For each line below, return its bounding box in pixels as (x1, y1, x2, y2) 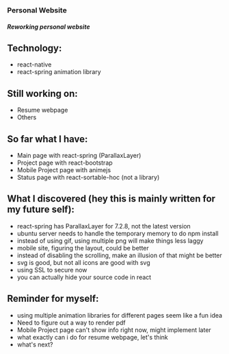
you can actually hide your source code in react (16, 273, 152, 281)
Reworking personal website (7, 23, 90, 31)
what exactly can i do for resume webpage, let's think (16, 333, 169, 341)
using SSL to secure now (16, 265, 87, 274)
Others (16, 113, 37, 121)
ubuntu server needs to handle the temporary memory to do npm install (16, 229, 219, 237)
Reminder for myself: (7, 293, 99, 305)
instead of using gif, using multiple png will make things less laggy (16, 236, 204, 245)
